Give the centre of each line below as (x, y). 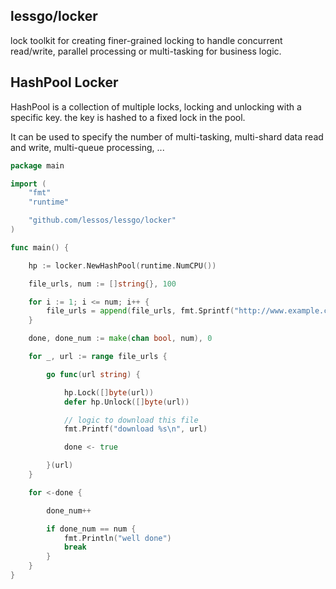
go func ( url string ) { (93, 374)
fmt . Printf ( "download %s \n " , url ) (135, 429)
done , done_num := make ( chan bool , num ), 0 (120, 339)
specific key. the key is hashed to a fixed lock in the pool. (128, 117)
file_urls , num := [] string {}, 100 (102, 284)
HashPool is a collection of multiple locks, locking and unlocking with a (156, 106)
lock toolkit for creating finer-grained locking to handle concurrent (146, 40)
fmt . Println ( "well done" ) (117, 538)
